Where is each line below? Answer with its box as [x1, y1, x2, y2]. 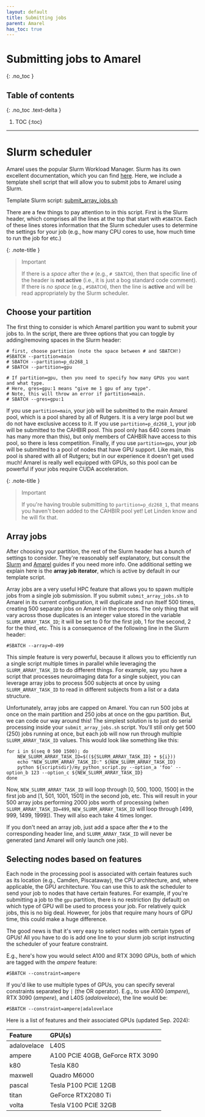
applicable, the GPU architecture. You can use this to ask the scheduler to [6, 883, 192, 891]
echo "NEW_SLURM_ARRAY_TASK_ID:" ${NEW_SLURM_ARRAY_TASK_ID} [17, 759, 176, 765]
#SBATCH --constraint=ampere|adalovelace [6, 1006, 113, 1012]
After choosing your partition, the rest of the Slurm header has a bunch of [6, 548, 192, 555]
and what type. [6, 380, 45, 386]
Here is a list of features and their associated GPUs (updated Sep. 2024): [6, 1017, 190, 1024]
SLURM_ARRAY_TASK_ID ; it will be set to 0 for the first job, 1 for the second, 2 [6, 618, 191, 625]
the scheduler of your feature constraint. [6, 941, 109, 948]
